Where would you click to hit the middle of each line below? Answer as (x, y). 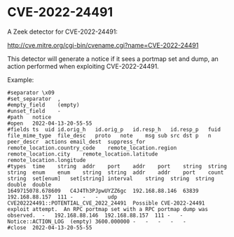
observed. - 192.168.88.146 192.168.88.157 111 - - (95, 215)
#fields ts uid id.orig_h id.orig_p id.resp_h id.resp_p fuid (114, 129)
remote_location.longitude (47, 160)
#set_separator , (34, 99)
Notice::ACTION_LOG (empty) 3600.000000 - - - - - (97, 222)
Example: (21, 80)
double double (29, 184)
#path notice (29, 117)
